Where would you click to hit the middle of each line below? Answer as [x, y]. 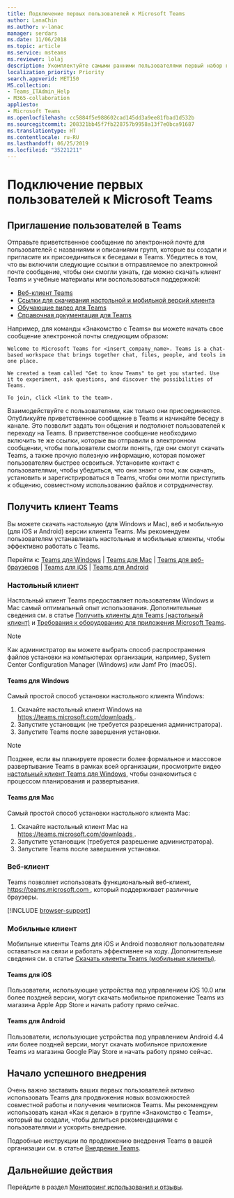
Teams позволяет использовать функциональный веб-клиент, [99, 882]
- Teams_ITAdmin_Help [39, 92]
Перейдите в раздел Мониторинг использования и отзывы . [95, 1187]
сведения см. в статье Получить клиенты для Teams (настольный [105, 615]
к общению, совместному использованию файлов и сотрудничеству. [110, 485]
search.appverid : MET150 [43, 79]
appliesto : [23, 105]
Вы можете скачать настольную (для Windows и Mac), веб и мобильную [116, 524]
